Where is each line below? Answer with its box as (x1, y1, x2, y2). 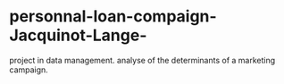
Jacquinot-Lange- (9, 25, 147, 46)
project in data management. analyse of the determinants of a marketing (9, 55, 276, 65)
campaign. (9, 64, 49, 75)
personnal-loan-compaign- (9, 6, 217, 27)
